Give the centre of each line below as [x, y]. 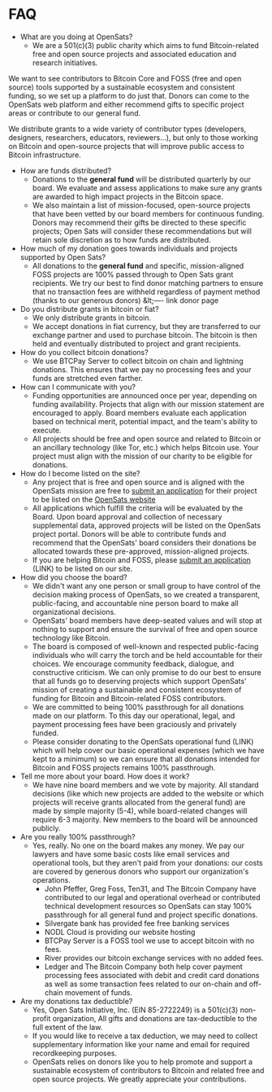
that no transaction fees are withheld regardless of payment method [146, 292]
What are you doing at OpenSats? [76, 37]
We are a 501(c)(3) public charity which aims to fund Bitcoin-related [146, 45]
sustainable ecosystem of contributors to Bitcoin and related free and [148, 1070]
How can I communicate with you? [78, 387]
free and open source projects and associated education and [134, 54]
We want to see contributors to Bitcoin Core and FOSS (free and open [125, 78]
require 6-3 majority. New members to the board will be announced [145, 819]
